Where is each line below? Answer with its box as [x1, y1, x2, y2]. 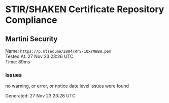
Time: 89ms [5, 59, 30, 64]
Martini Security [5, 35, 58, 43]
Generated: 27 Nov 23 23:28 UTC [5, 93, 76, 99]
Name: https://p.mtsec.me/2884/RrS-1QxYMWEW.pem [5, 48, 112, 54]
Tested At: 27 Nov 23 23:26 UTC [5, 53, 74, 59]
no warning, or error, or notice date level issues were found [5, 83, 129, 89]
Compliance [5, 14, 57, 26]
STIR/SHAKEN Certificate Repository [5, 4, 164, 15]
